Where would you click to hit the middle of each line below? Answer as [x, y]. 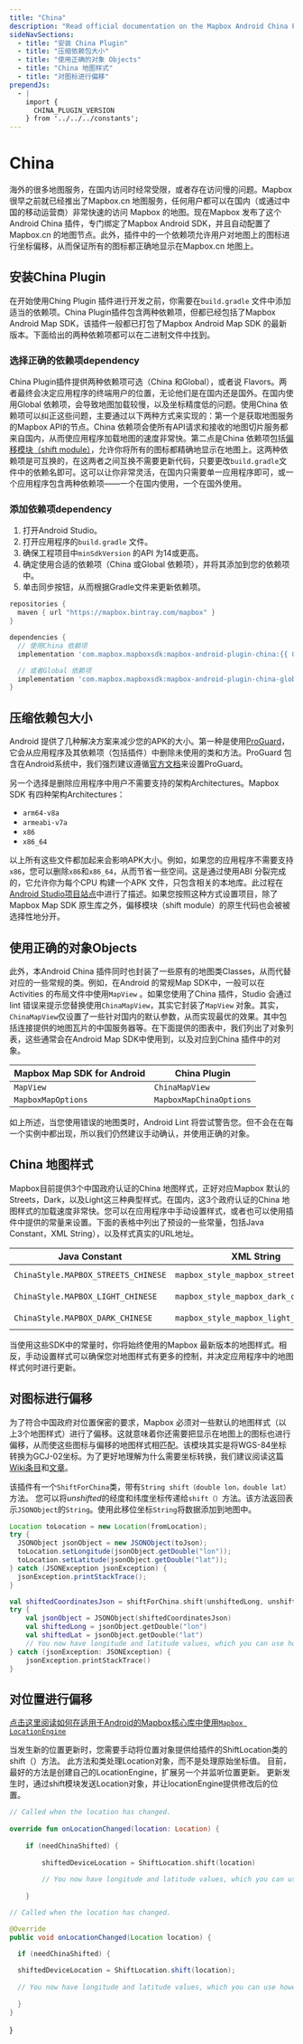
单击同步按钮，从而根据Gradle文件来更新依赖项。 [114, 587]
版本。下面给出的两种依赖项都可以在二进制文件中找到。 [112, 335]
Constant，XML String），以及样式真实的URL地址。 [104, 1233]
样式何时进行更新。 [45, 1367]
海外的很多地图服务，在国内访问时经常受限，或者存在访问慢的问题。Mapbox [151, 190]
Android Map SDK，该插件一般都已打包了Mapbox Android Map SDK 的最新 [148, 323]
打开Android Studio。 [62, 531]
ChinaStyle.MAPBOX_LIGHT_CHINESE [86, 1296]
